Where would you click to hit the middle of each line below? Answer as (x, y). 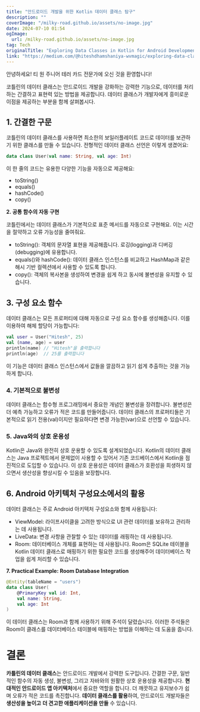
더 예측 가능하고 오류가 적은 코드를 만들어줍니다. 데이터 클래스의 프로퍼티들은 (95, 412)
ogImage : (17, 34)
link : (13, 56)
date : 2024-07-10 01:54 (36, 28)
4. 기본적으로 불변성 (33, 390)
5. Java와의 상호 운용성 (38, 436)
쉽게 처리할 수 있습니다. (53, 559)
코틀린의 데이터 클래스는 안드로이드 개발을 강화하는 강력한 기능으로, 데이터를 (94, 87)
